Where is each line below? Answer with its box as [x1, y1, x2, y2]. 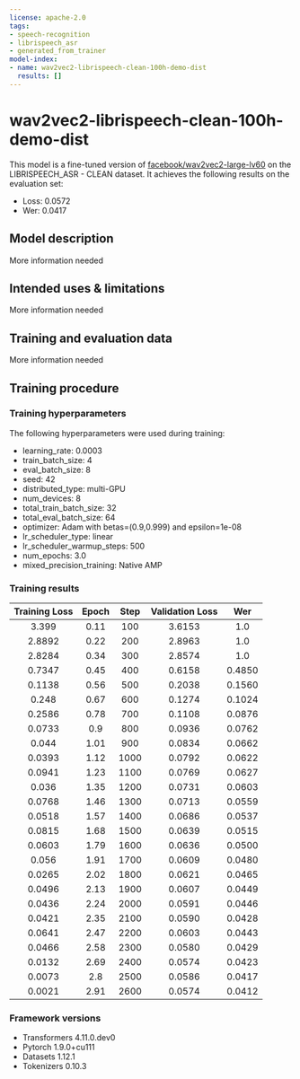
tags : [9, 22, 30, 31]
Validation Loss [150, 605, 218, 618]
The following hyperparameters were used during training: [9, 427, 225, 438]
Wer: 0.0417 [22, 205, 67, 215]
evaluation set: [9, 178, 64, 189]
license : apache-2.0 [9, 13, 87, 22]
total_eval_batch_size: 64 [22, 512, 116, 522]
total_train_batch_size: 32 [22, 502, 117, 513]
